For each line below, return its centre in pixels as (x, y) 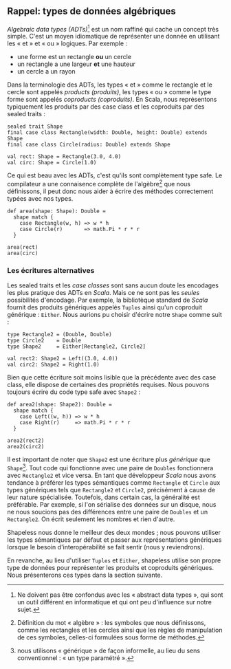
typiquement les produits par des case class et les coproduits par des (106, 107)
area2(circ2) (26, 447)
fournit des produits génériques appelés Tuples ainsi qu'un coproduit (105, 307)
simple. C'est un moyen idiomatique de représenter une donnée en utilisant (113, 36)
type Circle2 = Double (44, 341)
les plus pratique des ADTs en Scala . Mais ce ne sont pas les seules (103, 293)
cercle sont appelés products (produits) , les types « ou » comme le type (109, 92)
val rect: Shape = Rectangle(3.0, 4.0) (64, 157)
